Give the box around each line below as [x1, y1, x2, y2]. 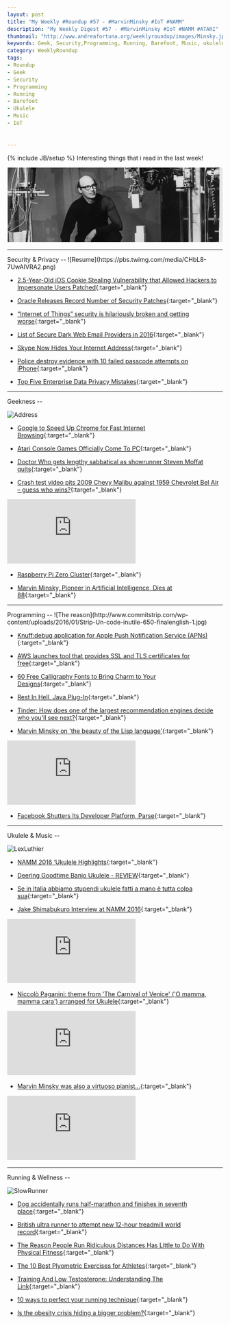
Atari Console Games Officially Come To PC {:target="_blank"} [16, 444, 192, 453]
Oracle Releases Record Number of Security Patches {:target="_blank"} [16, 297, 218, 304]
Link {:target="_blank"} [16, 1282, 81, 1290]
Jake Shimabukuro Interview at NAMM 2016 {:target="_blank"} [16, 905, 193, 913]
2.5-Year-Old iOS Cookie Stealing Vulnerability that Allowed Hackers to [16, 276, 217, 284]
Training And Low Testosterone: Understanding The [16, 1275, 164, 1283]
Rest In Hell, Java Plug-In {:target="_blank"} [16, 693, 140, 701]
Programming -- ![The [7, 611, 70, 618]
